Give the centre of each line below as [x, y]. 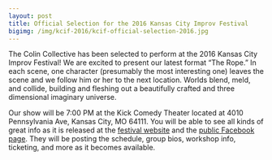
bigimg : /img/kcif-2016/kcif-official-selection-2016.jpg [108, 31]
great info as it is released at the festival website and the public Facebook [132, 130]
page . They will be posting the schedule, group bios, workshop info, [122, 139]
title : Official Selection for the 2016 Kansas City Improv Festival [129, 24]
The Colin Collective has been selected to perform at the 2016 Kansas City [133, 54]
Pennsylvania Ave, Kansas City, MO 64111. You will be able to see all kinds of [136, 122]
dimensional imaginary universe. [63, 97]
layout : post [30, 16]
